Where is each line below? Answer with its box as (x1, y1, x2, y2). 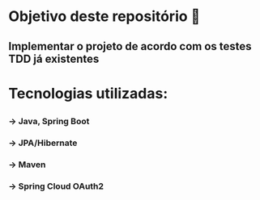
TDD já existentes (8, 52, 100, 65)
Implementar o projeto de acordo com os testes (8, 40, 253, 53)
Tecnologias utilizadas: (8, 84, 168, 102)
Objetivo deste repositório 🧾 (8, 7, 201, 26)
